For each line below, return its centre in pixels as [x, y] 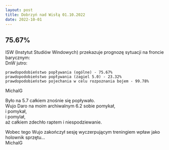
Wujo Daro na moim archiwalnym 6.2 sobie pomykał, [60, 106]
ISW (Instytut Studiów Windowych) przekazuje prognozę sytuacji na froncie [84, 52]
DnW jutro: [17, 63]
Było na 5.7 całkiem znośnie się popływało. [50, 101]
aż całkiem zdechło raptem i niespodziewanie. [54, 122]
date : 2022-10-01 [24, 19]
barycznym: [18, 58]
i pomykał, [16, 111]
